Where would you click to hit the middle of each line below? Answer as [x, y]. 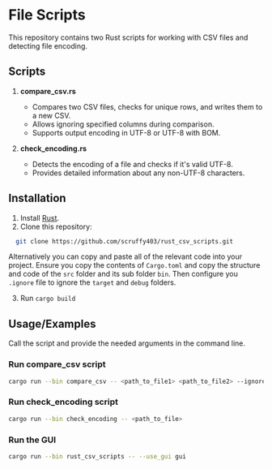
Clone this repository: [56, 226]
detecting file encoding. [48, 45]
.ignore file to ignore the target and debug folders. [92, 282]
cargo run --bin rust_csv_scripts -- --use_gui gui [97, 456]
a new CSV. [51, 115]
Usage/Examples [52, 323]
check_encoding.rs [53, 148]
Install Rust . [39, 217]
